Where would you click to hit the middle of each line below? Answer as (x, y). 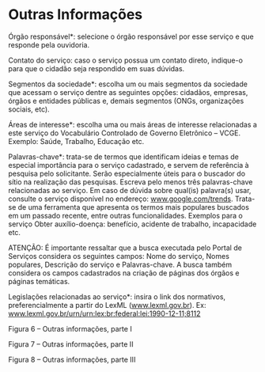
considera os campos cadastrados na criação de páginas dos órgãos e (124, 273)
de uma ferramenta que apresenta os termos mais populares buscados (133, 207)
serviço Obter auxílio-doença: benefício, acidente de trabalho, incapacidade (132, 224)
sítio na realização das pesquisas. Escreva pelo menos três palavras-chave (131, 182)
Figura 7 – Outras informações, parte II (71, 344)
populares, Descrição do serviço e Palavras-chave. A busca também (120, 264)
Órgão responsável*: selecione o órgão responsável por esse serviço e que (131, 36)
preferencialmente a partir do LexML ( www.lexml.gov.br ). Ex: (107, 305)
